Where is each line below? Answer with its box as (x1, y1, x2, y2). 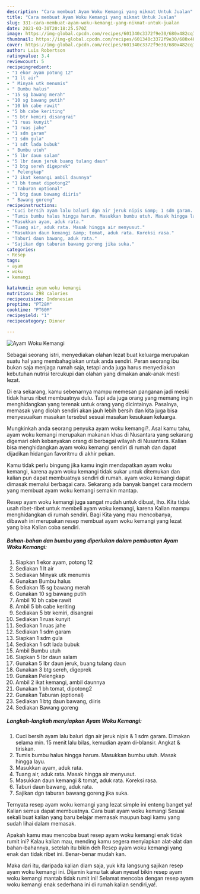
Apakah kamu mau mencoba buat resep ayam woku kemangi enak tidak (7, 831, 183, 839)
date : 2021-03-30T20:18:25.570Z (7, 25, 87, 32)
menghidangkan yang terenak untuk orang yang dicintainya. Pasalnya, (7, 400, 179, 407)
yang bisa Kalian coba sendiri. (7, 523, 81, 531)
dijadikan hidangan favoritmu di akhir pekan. (7, 450, 115, 457)
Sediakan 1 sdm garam (15, 628, 71, 635)
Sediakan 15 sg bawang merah (15, 584, 91, 591)
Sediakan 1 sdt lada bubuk (15, 641, 80, 648)
